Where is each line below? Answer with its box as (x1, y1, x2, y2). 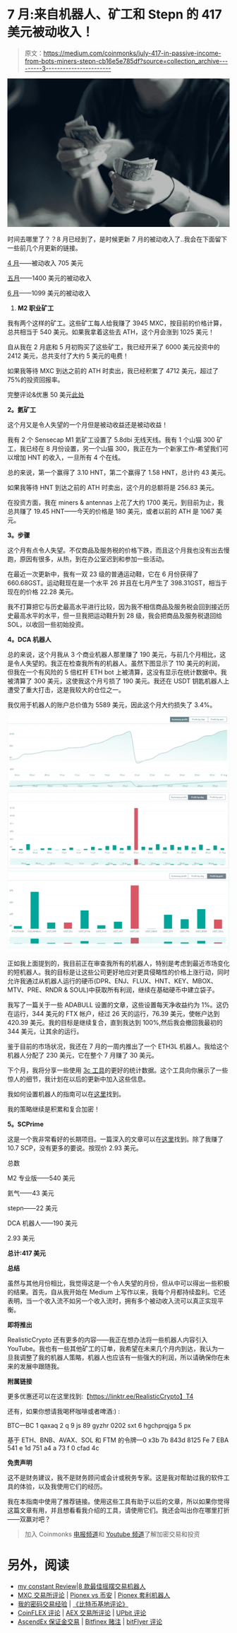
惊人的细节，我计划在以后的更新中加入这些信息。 (7, 1075, 150, 1084)
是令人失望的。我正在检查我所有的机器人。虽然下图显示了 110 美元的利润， (7, 659, 224, 667)
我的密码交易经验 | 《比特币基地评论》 (17, 1600, 129, 1608)
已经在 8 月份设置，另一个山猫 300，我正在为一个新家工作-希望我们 (25, 444, 223, 452)
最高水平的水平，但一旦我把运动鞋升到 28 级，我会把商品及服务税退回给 (13, 611, 223, 619)
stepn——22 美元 (7, 1204, 58, 1212)
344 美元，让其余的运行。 (7, 1027, 83, 1036)
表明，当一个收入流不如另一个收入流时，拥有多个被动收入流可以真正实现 (7, 1297, 217, 1305)
